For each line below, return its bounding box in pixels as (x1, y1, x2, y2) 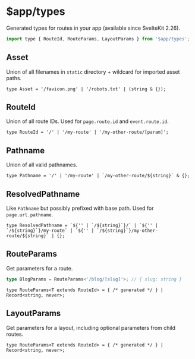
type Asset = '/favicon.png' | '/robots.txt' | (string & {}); (6, 86, 166, 92)
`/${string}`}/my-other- (96, 228, 159, 234)
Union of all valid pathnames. (6, 161, 78, 168)
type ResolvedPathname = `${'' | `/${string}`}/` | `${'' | (6, 222, 159, 229)
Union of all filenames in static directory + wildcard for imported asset (6, 68, 180, 75)
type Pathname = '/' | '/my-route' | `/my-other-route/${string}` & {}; (6, 173, 190, 179)
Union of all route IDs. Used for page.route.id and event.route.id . (6, 118, 169, 125)
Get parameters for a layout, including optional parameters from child (6, 324, 176, 331)
